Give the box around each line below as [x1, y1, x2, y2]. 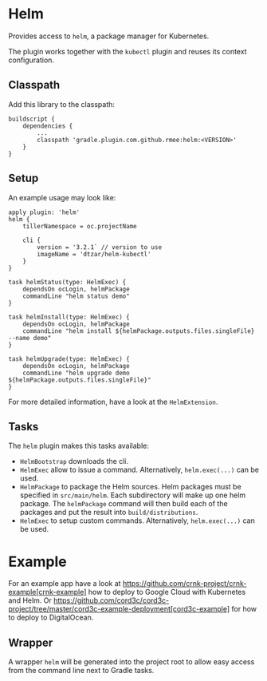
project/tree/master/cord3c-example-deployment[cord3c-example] [8, 604, 230, 614]
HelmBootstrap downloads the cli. [19, 457, 129, 466]
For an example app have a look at [8, 579, 121, 588]
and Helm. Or [8, 596, 52, 605]
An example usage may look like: [8, 192, 116, 202]
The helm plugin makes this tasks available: [8, 441, 150, 451]
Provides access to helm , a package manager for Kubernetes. [8, 31, 210, 41]
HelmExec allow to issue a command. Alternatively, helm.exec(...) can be [19, 465, 259, 475]
